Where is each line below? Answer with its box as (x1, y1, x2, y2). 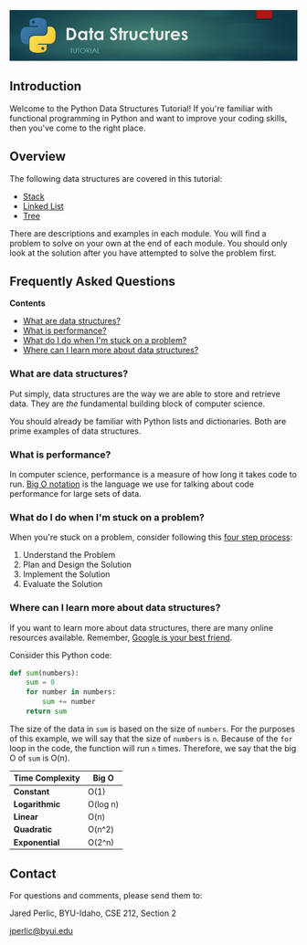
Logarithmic (13, 798, 61, 809)
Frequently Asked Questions (9, 273, 176, 289)
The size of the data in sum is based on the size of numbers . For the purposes (9, 723, 295, 734)
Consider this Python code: (9, 649, 112, 660)
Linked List (22, 200, 64, 211)
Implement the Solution (22, 569, 111, 580)
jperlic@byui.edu (9, 926, 73, 936)
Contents (9, 298, 46, 309)
